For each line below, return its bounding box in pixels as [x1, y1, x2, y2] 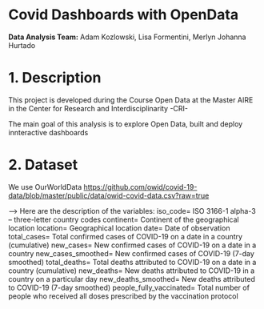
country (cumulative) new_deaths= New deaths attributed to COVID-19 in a [8, 266, 255, 275]
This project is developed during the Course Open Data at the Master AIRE [8, 94, 254, 105]
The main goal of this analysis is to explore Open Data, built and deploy [8, 118, 243, 129]
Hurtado [8, 40, 36, 50]
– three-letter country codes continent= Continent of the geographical [8, 215, 239, 224]
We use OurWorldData [8, 182, 82, 191]
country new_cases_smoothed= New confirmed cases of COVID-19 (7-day [8, 248, 254, 258]
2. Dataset [8, 156, 78, 174]
